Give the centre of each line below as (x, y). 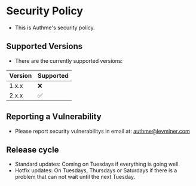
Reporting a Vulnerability (54, 117)
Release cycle (33, 150)
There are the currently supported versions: (69, 60)
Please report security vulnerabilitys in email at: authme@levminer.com (102, 131)
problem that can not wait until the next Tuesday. (75, 177)
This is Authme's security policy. (55, 28)
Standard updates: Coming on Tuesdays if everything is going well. (97, 164)
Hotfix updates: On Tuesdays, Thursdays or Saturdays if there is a (96, 170)
